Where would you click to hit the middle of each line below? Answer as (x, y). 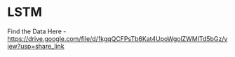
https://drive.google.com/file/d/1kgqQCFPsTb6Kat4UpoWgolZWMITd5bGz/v (117, 38)
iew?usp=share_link (36, 46)
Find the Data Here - (37, 31)
